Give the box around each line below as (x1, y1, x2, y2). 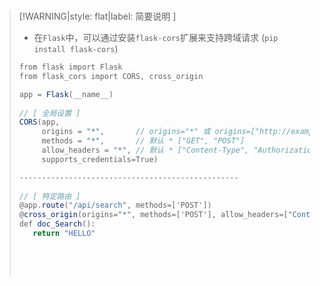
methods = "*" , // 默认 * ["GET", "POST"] (41, 136, 246, 146)
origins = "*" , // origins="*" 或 (41, 127, 211, 137)
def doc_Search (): (18, 219, 96, 229)
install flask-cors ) (33, 43, 119, 54)
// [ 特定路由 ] (18, 191, 81, 201)
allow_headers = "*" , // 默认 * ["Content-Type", (41, 145, 250, 155)
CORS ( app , (18, 117, 61, 128)
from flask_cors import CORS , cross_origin (18, 71, 204, 81)
